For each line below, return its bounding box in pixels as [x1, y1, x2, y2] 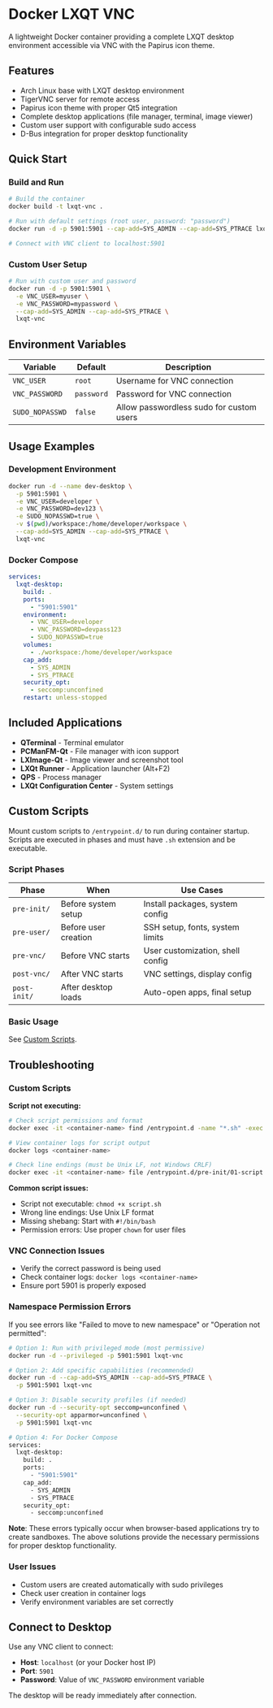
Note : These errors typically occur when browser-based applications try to [8, 1524, 260, 1533]
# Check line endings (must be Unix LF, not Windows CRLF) [8, 1161, 213, 1169]
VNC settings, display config [143, 968, 253, 979]
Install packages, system [143, 898, 238, 909]
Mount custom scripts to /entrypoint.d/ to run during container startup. [8, 826, 250, 835]
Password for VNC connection [115, 388, 232, 400]
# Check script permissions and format [8, 1116, 144, 1125]
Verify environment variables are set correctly [19, 1597, 174, 1606]
